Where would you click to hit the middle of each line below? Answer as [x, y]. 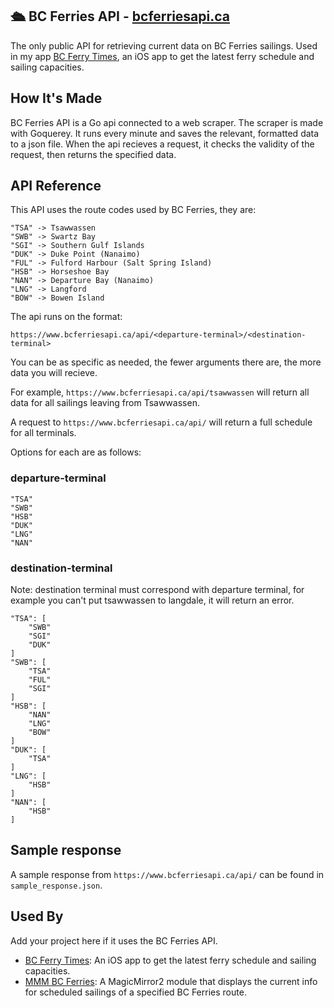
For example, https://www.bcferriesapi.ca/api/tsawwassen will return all [160, 392]
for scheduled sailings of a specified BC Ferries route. [135, 992]
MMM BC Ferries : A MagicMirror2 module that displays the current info [171, 981]
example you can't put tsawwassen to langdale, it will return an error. [152, 600]
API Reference [56, 186]
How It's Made [56, 98]
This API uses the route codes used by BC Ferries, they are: [133, 210]
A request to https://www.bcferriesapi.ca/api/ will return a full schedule [161, 422]
